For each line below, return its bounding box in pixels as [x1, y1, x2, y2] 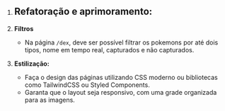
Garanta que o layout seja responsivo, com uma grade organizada [24, 88, 217, 96]
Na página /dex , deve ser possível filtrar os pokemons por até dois [24, 38, 219, 47]
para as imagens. [24, 95, 76, 104]
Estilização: [13, 59, 50, 68]
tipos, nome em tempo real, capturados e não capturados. [24, 45, 195, 54]
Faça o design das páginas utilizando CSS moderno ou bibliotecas [24, 73, 218, 81]
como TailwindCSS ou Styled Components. [24, 81, 150, 89]
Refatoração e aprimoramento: [13, 6, 153, 18]
